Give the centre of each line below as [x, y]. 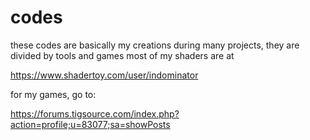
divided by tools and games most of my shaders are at [122, 55]
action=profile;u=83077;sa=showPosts [90, 124]
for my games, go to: [53, 94]
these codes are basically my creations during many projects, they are [155, 45]
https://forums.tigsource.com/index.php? [95, 113]
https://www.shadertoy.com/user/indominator [104, 75]
